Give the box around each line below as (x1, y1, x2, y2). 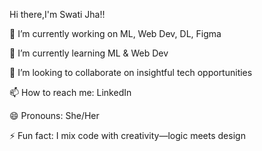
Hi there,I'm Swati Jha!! (9, 9, 106, 20)
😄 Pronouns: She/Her (9, 110, 100, 121)
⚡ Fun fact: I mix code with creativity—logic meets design (9, 130, 246, 141)
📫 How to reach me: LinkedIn (9, 87, 132, 98)
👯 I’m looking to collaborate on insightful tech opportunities (9, 67, 253, 78)
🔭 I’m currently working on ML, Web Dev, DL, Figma (9, 28, 222, 39)
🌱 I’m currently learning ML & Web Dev (9, 47, 169, 59)
